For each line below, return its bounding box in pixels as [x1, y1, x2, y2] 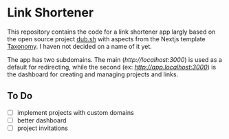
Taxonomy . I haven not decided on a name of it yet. [7, 42, 153, 50]
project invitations [17, 124, 69, 132]
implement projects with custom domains [17, 108, 134, 116]
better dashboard [17, 116, 67, 125]
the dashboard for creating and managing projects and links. [7, 70, 179, 78]
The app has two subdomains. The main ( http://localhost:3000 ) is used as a [7, 55, 222, 63]
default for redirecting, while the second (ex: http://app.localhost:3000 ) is [7, 63, 217, 71]
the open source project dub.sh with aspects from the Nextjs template [7, 34, 206, 43]
